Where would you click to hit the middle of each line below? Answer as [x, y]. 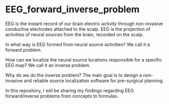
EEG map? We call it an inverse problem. [48, 65]
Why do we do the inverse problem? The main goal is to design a [74, 75]
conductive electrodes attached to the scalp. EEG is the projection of [78, 29]
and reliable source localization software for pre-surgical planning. [94, 80]
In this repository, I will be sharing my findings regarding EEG [70, 90]
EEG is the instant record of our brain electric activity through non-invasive [84, 24]
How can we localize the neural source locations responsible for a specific [84, 59]
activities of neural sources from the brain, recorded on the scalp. [75, 34]
